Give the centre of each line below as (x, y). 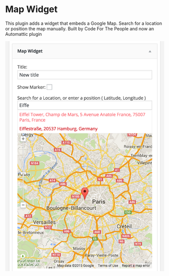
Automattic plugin (23, 34)
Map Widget (32, 9)
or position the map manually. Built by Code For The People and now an (80, 28)
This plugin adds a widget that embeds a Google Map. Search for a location (84, 23)
